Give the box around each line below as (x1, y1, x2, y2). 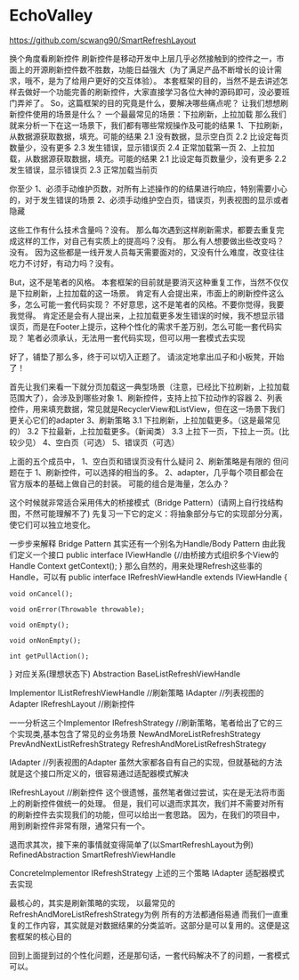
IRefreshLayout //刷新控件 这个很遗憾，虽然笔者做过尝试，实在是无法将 (9, 787, 270, 798)
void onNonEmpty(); (9, 636, 82, 645)
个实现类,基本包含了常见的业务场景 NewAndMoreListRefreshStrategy (9, 728, 261, 739)
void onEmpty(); (9, 620, 69, 629)
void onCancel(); (9, 589, 74, 598)
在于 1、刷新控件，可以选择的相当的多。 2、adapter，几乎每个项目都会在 (16, 466, 284, 477)
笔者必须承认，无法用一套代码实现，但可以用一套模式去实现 (26, 332, 246, 343)
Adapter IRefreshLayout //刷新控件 (9, 698, 135, 709)
